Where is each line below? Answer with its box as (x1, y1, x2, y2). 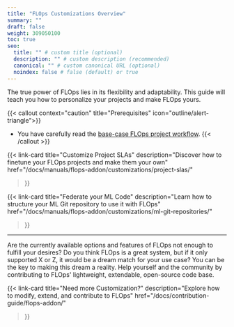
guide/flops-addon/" (7, 298, 66, 307)
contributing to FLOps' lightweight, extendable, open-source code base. (7, 270, 214, 279)
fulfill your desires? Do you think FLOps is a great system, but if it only (7, 248, 208, 257)
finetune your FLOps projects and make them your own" (7, 158, 169, 166)
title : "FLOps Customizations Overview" (7, 10, 127, 17)
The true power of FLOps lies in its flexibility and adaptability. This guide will (7, 88, 226, 96)
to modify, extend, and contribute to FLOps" (7, 291, 134, 300)
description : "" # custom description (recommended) (13, 56, 170, 63)
